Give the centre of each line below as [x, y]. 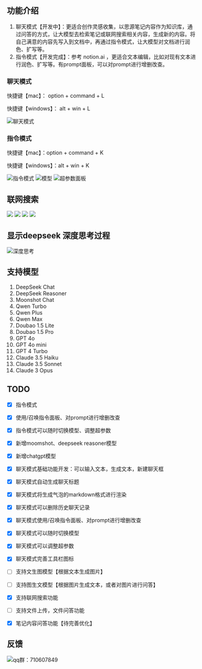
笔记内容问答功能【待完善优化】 [55, 623]
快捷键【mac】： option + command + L [56, 96]
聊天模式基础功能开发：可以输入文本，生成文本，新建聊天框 [90, 469]
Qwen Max [29, 319]
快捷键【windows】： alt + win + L [49, 109]
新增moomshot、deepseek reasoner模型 [66, 443]
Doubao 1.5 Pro [34, 331]
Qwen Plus [29, 312]
